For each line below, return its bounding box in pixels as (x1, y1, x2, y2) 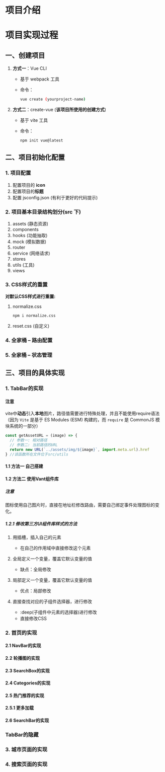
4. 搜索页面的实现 (5, 760, 48, 767)
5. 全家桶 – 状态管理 (5, 351, 53, 358)
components (12, 226, 39, 232)
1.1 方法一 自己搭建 (5, 464, 44, 470)
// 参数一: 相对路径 (10, 438, 48, 443)
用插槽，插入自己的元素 (12, 534, 61, 540)
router (12, 244, 26, 250)
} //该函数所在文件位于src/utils (5, 451, 69, 457)
